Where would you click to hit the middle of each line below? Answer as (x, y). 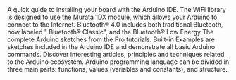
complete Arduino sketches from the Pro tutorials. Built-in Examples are (111, 39)
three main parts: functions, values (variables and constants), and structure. (117, 69)
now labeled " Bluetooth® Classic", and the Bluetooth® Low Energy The (111, 32)
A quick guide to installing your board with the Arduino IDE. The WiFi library (117, 9)
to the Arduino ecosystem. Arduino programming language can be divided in (118, 62)
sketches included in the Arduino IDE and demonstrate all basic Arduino (111, 47)
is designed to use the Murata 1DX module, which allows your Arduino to (112, 17)
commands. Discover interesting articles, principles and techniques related (116, 54)
